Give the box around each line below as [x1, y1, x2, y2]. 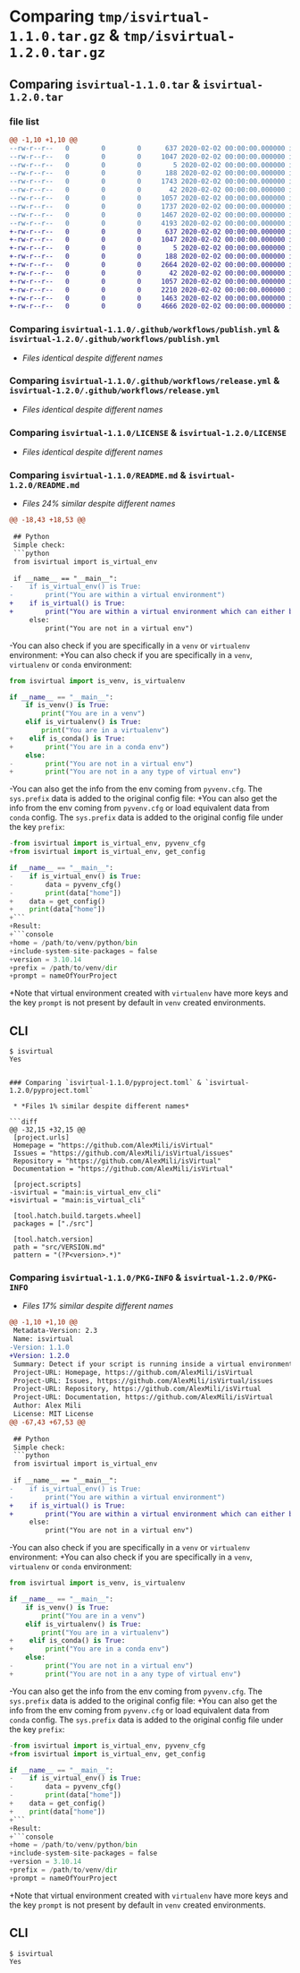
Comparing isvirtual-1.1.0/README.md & [9, 469, 187, 482]
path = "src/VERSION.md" [12, 1243, 105, 1252]
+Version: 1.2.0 [9, 1351, 70, 1360]
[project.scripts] [12, 1180, 82, 1190]
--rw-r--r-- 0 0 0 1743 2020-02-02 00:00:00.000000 [9, 177, 286, 186]
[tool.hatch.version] [12, 1235, 94, 1244]
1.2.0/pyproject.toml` [9, 1086, 94, 1096]
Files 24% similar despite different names [21, 499, 176, 509]
